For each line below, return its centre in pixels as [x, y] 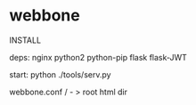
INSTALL [25, 40]
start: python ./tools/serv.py [60, 74]
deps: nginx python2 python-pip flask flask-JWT [98, 57]
